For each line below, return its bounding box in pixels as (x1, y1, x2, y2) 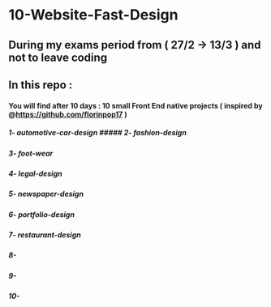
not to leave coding (8, 50, 108, 64)
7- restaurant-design (8, 230, 81, 240)
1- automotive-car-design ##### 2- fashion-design (8, 128, 187, 138)
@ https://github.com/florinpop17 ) (8, 109, 127, 119)
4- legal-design (8, 168, 62, 178)
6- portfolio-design (8, 209, 75, 220)
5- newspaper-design (8, 189, 84, 199)
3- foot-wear (8, 148, 54, 158)
